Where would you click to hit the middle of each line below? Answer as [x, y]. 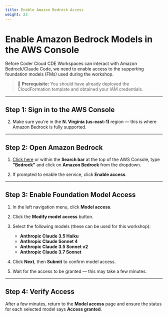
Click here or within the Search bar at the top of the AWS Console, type [86, 159]
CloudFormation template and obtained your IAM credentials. [80, 89]
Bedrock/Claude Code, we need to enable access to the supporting [74, 69]
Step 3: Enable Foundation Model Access [70, 195]
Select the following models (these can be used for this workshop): [81, 226]
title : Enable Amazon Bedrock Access [44, 10]
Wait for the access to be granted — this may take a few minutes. [79, 271]
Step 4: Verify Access [40, 292]
